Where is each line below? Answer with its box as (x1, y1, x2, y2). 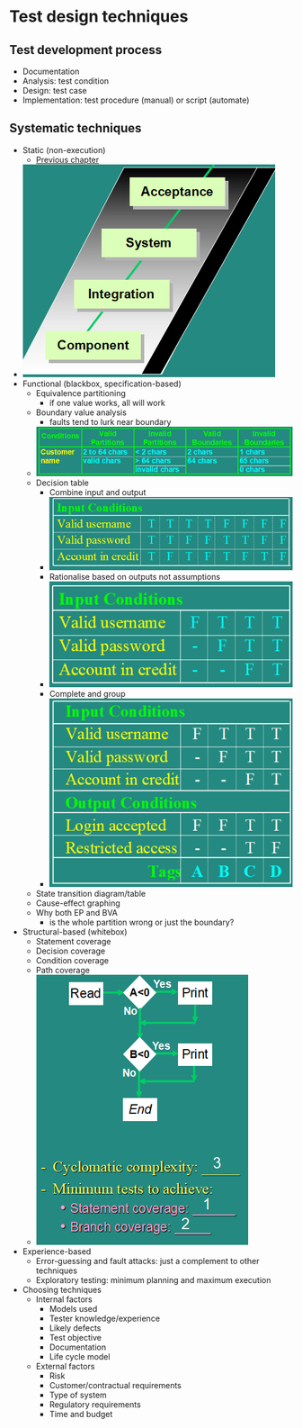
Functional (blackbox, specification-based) (22, 378, 182, 389)
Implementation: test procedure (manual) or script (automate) (22, 95, 250, 105)
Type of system (49, 1389, 108, 1400)
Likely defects (49, 1322, 102, 1333)
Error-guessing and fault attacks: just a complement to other (35, 1255, 260, 1266)
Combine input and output (49, 487, 147, 498)
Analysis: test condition (22, 76, 110, 86)
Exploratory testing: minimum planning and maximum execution (35, 1274, 271, 1285)
